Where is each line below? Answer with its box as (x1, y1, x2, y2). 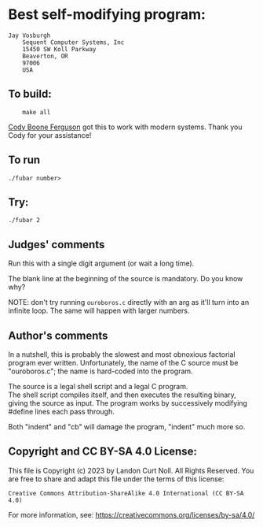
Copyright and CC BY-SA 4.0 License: (8, 445, 198, 458)
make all (22, 108, 51, 116)
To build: (8, 87, 53, 101)
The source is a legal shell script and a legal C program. (8, 382, 188, 391)
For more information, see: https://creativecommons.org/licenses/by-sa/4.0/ (8, 510, 255, 519)
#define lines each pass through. (8, 407, 115, 416)
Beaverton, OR (22, 52, 68, 60)
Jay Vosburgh (8, 32, 51, 39)
